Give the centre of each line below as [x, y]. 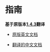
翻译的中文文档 [27, 44]
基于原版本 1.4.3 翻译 [25, 24]
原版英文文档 [25, 34]
